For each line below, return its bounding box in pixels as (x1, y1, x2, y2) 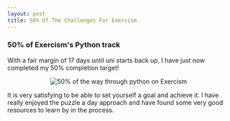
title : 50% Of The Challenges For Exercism (7, 17, 138, 24)
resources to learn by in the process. (7, 106, 114, 114)
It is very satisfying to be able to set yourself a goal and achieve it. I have (7, 91, 219, 99)
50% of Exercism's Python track (7, 40, 121, 50)
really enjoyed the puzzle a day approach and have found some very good (7, 98, 224, 106)
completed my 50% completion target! (7, 63, 119, 72)
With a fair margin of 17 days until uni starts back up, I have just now (7, 56, 205, 64)
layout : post (7, 10, 46, 18)
